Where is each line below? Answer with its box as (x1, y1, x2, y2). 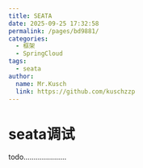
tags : (8, 58, 27, 66)
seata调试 (8, 125, 75, 143)
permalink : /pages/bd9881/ (8, 27, 99, 35)
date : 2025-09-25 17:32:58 (8, 19, 99, 28)
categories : (8, 34, 48, 43)
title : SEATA (8, 11, 53, 20)
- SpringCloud (15, 50, 63, 58)
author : (8, 72, 35, 80)
